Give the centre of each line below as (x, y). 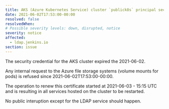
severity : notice (23, 33)
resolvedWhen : (20, 24)
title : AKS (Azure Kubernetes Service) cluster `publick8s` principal (81, 10)
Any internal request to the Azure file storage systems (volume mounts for (82, 71)
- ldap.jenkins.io (29, 42)
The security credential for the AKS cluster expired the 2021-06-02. (75, 61)
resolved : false (22, 19)
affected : (16, 38)
